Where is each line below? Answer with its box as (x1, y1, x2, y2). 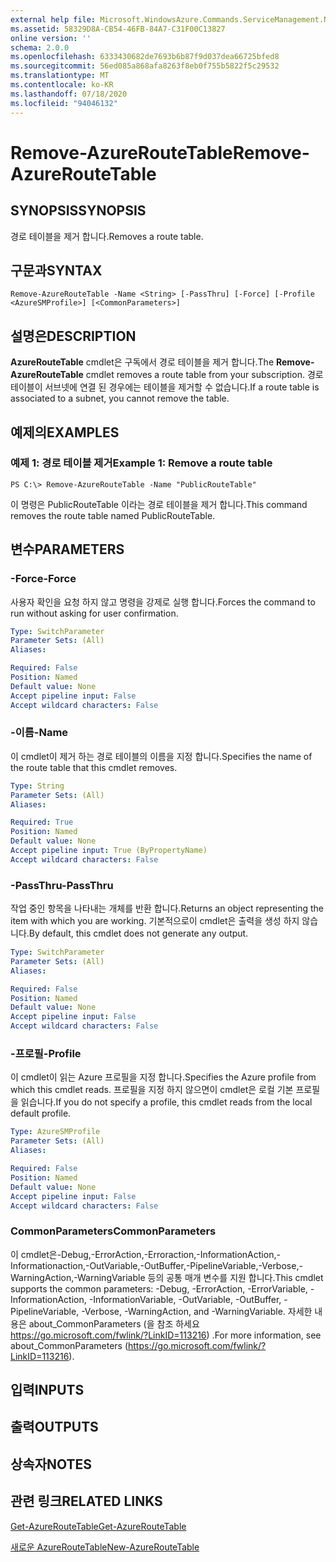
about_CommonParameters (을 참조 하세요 (28, 1317, 200, 1330)
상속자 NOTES (10, 1456, 93, 1473)
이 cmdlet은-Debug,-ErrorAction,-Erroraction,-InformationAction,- (10, 1248, 281, 1260)
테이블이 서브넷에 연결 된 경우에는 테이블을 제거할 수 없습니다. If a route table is (10, 381, 320, 393)
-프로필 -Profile (10, 1047, 82, 1061)
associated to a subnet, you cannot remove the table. (10, 392, 230, 405)
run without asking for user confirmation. (10, 607, 179, 619)
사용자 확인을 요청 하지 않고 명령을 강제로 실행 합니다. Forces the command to (10, 596, 316, 608)
